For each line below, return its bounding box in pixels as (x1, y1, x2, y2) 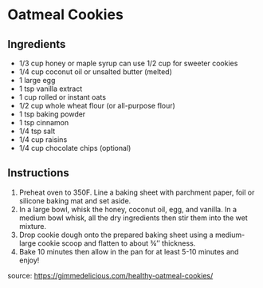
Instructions (7, 166, 69, 180)
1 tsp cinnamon (18, 118, 69, 127)
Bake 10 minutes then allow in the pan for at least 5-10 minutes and (18, 247, 239, 256)
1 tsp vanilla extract (18, 84, 83, 93)
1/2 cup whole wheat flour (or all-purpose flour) (18, 101, 176, 110)
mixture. (18, 221, 47, 231)
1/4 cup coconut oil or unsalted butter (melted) (18, 67, 173, 77)
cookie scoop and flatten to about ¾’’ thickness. (37, 238, 196, 248)
